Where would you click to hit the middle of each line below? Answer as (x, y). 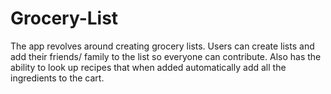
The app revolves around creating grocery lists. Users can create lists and (162, 46)
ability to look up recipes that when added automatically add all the (148, 67)
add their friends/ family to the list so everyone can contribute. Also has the (166, 56)
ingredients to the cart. (57, 78)
